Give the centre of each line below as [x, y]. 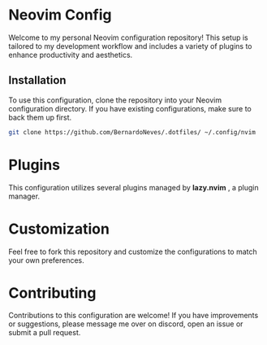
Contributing [52, 293]
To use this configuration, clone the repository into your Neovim [115, 100]
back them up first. [40, 117]
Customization [59, 229]
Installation [37, 80]
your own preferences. [47, 260]
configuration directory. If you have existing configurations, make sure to [130, 108]
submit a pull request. [45, 333]
